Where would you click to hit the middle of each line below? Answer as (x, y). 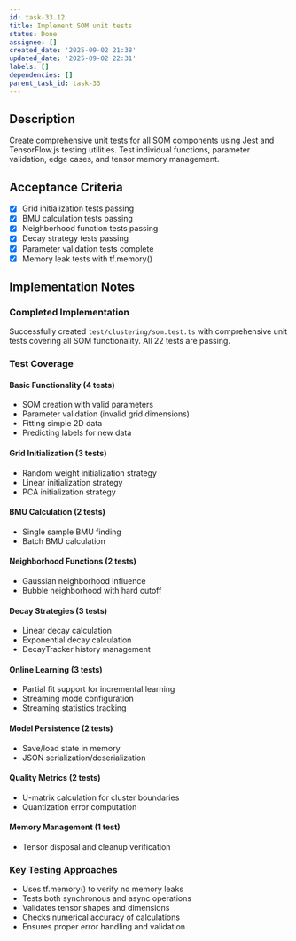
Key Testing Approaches (63, 869)
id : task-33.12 (37, 17)
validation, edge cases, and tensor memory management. (114, 159)
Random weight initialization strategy (90, 473)
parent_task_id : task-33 (55, 83)
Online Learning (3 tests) (56, 669)
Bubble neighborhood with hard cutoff (92, 591)
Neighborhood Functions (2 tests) (73, 561)
